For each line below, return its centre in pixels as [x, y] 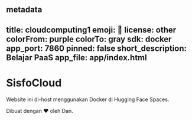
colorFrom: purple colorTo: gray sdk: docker [89, 39]
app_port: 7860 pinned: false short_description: [97, 48]
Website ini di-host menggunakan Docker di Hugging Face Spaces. [88, 99]
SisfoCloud [34, 83]
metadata [24, 10]
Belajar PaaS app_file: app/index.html [77, 58]
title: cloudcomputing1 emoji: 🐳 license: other [91, 30]
